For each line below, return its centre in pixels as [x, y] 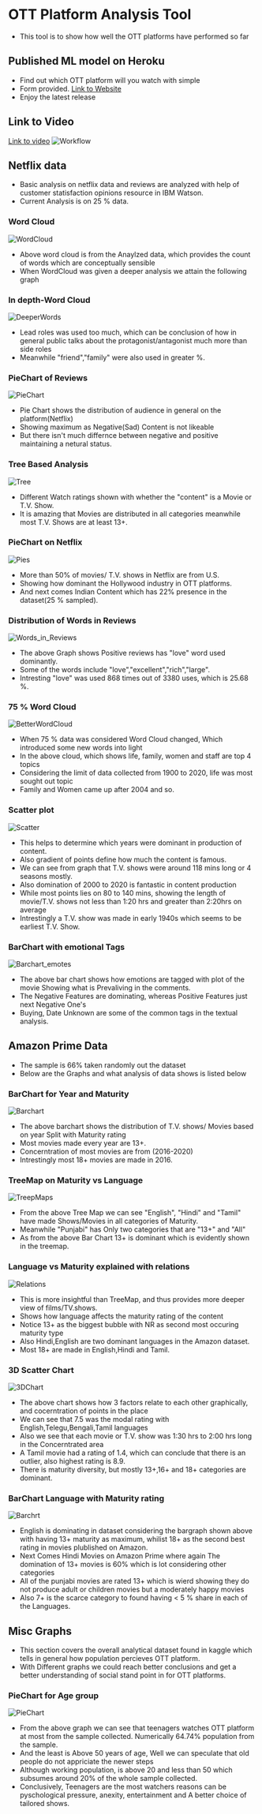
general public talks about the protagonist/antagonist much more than [133, 340]
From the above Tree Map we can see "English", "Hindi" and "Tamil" [130, 1213]
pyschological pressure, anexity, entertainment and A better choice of [133, 1795]
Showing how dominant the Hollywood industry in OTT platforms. [126, 583]
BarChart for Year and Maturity [69, 1094]
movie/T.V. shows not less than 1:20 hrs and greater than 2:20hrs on [131, 901]
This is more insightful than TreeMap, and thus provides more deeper [132, 1299]
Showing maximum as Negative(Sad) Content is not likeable [117, 427]
